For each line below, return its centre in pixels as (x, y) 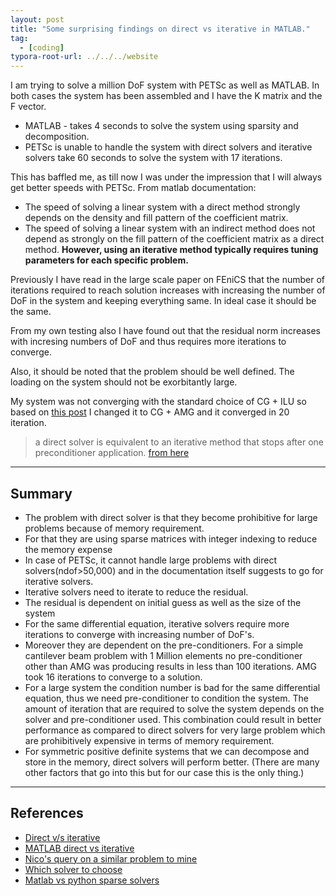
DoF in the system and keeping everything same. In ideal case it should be (163, 301)
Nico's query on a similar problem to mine (111, 858)
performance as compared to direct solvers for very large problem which (175, 730)
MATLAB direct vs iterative (79, 848)
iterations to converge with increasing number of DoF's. (139, 634)
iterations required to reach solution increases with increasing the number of (168, 290)
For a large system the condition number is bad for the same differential (172, 687)
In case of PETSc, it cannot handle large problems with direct (151, 560)
